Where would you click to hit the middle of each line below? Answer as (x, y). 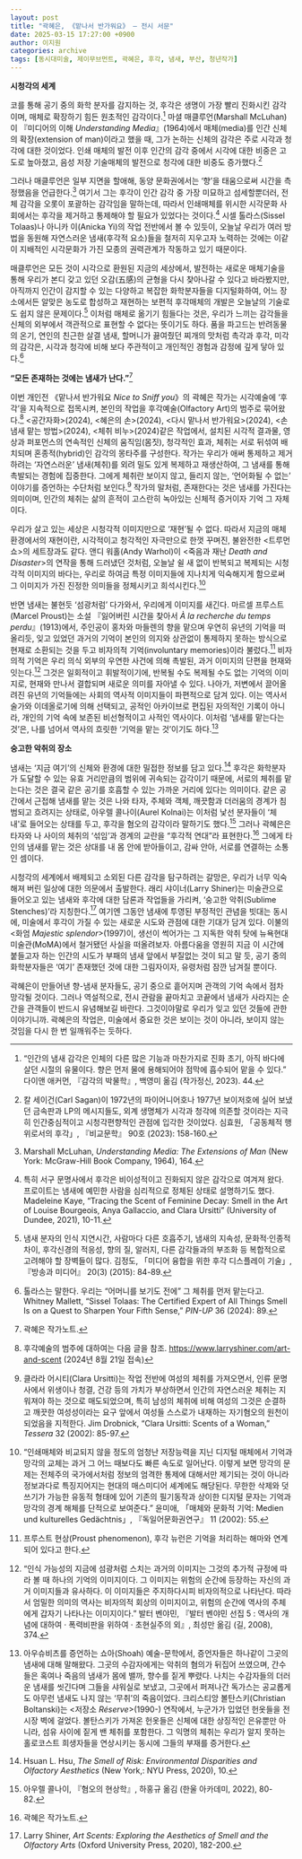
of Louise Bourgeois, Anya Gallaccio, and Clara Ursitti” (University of (150, 1210)
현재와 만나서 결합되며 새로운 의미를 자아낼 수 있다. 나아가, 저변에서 (146, 684)
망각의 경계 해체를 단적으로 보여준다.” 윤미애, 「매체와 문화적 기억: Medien (153, 1508)
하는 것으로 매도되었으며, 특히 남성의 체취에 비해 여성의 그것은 (155, 1401)
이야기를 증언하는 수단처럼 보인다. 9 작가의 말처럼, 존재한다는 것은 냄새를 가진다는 (151, 487)
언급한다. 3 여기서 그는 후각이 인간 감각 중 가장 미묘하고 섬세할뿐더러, (160, 192)
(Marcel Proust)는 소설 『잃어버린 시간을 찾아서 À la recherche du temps (141, 615)
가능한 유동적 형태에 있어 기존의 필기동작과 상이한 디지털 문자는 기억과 (169, 1497)
